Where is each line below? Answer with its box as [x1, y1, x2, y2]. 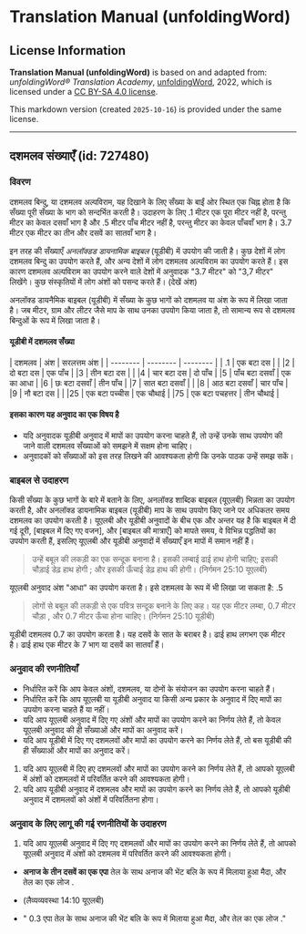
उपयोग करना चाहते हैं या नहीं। [22, 703, 110, 714]
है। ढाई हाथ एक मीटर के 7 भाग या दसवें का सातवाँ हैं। [9, 640, 165, 651]
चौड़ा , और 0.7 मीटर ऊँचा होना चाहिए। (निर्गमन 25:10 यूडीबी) [31, 611, 216, 621]
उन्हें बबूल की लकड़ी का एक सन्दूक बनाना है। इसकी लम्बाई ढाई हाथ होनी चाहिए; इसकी [31, 554, 278, 565]
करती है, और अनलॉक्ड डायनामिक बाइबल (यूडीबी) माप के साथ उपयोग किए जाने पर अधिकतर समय [9, 505, 290, 516]
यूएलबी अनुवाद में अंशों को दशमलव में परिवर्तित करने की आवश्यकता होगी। [22, 847, 232, 858]
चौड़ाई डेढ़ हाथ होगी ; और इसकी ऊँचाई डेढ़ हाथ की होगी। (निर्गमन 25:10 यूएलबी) [31, 564, 268, 575]
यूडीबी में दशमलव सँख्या [9, 336, 75, 347]
